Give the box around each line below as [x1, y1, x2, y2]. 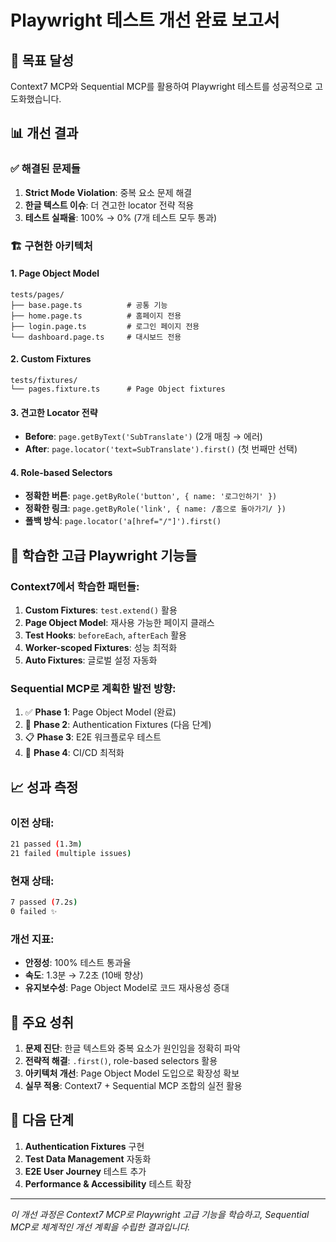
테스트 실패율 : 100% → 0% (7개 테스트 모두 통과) [24, 211, 218, 223]
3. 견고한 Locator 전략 [10, 406, 98, 418]
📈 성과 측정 [10, 779, 79, 796]
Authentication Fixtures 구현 [24, 1140, 145, 1152]
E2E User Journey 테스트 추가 [24, 1165, 147, 1177]
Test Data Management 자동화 [24, 1152, 152, 1165]
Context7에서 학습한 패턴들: [10, 579, 140, 593]
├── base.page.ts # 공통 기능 [10, 300, 168, 310]
